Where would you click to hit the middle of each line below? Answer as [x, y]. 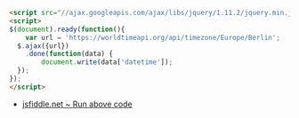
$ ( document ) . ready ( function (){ [67, 29]
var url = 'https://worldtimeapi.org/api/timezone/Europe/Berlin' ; [153, 37]
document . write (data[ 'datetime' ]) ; [107, 62]
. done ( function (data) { [69, 54]
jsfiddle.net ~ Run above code [77, 104]
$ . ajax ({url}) [43, 46]
